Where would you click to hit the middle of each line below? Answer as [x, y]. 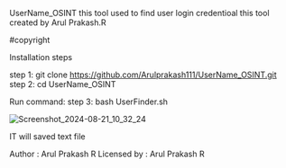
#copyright [30, 40]
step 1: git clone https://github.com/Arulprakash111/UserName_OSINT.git [143, 75]
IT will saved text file [47, 137]
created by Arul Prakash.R [58, 22]
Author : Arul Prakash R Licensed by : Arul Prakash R [107, 154]
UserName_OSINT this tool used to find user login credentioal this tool [139, 13]
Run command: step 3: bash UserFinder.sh [89, 102]
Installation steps [41, 57]
